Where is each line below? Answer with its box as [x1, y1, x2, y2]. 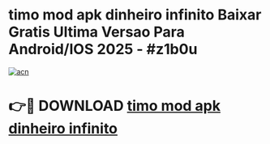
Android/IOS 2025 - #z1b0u [8, 40, 198, 58]
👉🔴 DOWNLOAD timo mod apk [8, 97, 221, 115]
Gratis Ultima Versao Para [8, 23, 185, 41]
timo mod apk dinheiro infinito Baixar [8, 6, 262, 24]
